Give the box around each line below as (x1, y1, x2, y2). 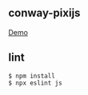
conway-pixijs (8, 6, 81, 20)
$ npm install (8, 72, 56, 80)
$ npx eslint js (8, 79, 62, 87)
